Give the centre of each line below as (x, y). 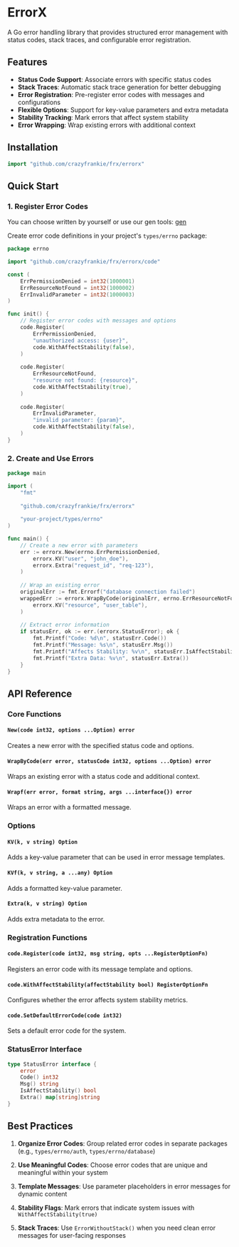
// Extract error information (65, 625)
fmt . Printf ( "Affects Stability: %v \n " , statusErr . (110, 651)
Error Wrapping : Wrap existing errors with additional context (106, 125)
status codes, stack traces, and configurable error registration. (99, 39)
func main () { (28, 539)
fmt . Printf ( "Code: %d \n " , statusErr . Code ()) (100, 638)
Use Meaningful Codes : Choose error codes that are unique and (112, 1165)
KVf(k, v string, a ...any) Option (60, 873)
